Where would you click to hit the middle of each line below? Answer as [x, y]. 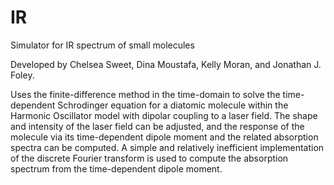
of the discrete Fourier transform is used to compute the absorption [149, 158]
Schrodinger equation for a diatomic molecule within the [173, 105]
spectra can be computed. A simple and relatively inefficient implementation [167, 147]
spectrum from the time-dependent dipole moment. [116, 168]
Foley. [22, 75]
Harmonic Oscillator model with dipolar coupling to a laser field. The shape [164, 115]
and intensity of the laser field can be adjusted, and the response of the [157, 126]
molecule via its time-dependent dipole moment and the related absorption [164, 137]
